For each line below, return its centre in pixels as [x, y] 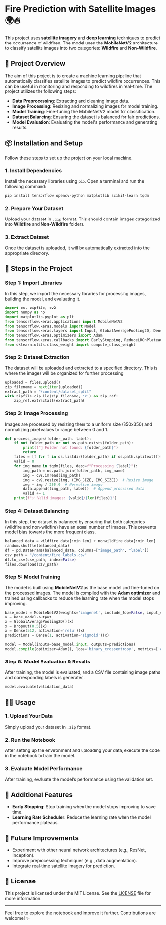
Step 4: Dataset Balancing [37, 511]
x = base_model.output [28, 617]
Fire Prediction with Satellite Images [81, 9]
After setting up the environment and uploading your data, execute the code [82, 750]
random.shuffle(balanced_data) [37, 546]
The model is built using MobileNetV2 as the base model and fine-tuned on [82, 587]
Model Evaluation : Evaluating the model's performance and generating [85, 122]
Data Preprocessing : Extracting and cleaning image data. [71, 101]
